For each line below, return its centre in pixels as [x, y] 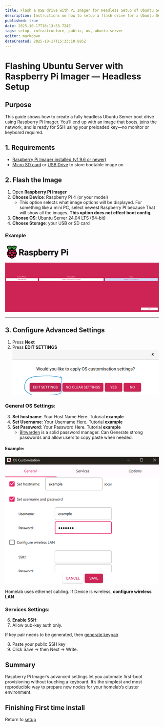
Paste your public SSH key [39, 644]
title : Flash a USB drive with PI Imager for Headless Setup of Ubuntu [79, 10]
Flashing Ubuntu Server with [64, 66]
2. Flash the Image [33, 180]
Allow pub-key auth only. [37, 625]
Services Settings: [27, 609]
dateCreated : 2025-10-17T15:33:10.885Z [46, 42]
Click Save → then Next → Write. [45, 649]
